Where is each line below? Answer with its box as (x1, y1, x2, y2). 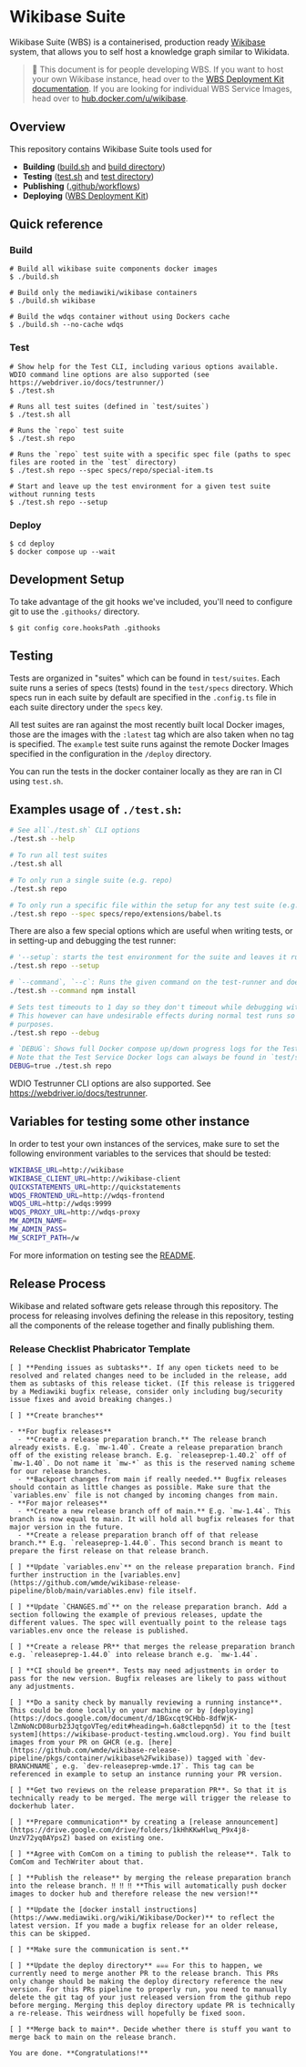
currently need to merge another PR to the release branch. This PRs (9, 1969, 280, 1978)
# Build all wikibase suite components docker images (9, 264, 219, 274)
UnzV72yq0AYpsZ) (9, 1833, 71, 1842)
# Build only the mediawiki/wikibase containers (9, 289, 198, 298)
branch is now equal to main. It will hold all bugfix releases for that (9, 1514, 296, 1523)
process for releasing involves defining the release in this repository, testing (9, 1310, 294, 1321)
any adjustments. (9, 1682, 76, 1691)
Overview (9, 119, 66, 135)
